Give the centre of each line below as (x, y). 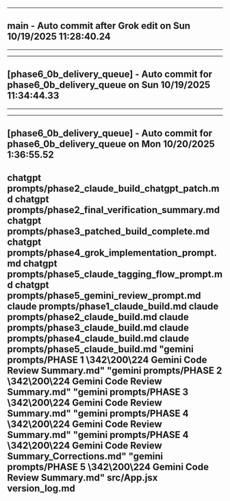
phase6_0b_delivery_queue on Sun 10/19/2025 (109, 85)
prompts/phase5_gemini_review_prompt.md (104, 296)
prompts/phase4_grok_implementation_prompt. (112, 253)
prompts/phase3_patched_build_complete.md (108, 231)
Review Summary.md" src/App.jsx (82, 478)
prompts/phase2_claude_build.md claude (98, 317)
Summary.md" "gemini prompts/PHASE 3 (98, 392)
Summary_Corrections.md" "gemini (85, 456)
